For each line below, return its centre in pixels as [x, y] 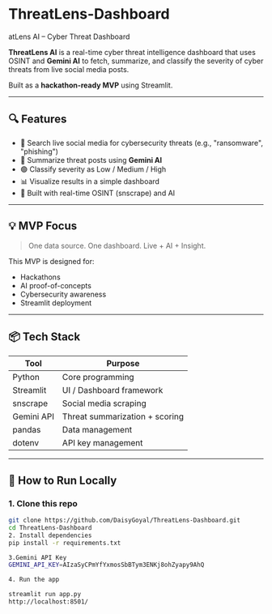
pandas [27, 430]
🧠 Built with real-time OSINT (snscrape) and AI [98, 193]
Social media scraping [104, 403]
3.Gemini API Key [38, 557]
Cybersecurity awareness [63, 294]
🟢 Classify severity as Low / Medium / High [93, 169]
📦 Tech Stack [45, 337]
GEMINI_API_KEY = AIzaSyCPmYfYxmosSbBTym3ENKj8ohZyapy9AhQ [106, 565]
